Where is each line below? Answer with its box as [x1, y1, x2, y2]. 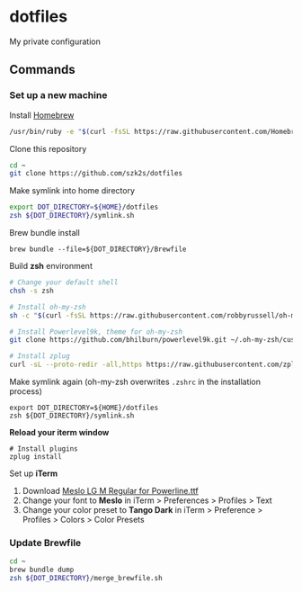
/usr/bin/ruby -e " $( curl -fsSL [9, 127, 130, 136]
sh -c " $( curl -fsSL [9, 310, 87, 320]
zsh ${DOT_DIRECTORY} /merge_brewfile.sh [9, 574, 164, 583]
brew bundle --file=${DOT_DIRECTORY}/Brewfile [9, 245, 187, 254]
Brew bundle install [9, 228, 81, 238]
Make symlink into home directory [9, 185, 136, 196]
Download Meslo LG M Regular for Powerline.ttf [22, 486, 200, 496]
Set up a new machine [9, 89, 108, 102]
